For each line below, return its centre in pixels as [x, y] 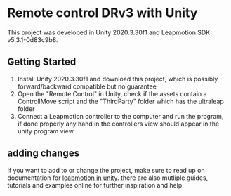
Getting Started [42, 62]
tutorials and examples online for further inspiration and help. [95, 185]
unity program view [45, 131]
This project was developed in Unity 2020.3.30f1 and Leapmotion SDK [109, 32]
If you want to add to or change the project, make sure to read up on [106, 170]
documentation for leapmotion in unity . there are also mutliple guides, [108, 178]
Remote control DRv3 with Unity [103, 13]
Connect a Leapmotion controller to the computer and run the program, [120, 116]
